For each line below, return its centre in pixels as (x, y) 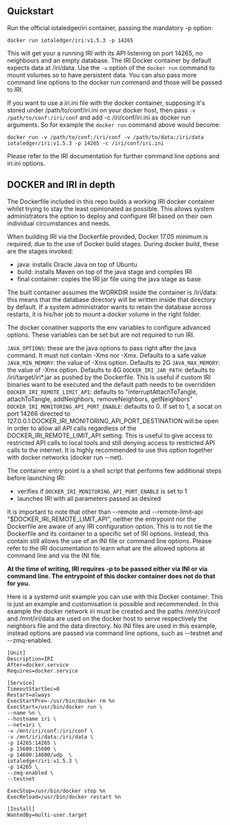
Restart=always (29, 695)
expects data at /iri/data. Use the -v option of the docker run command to (111, 67)
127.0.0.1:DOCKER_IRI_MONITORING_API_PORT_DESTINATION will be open (113, 420)
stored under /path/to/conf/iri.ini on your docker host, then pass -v (101, 110)
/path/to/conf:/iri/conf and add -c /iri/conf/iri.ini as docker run (99, 117)
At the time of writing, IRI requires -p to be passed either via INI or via (107, 569)
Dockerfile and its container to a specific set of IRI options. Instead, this (108, 534)
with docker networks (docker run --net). (65, 457)
